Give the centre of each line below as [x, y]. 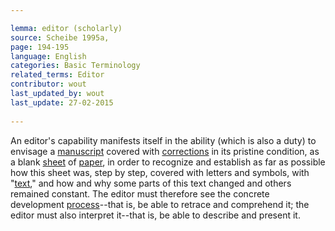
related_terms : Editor [57, 75]
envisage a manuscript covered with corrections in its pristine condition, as [165, 151]
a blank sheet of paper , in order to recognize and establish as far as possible [168, 162]
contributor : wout [48, 84]
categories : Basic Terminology [75, 66]
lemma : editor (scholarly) [66, 28]
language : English [48, 56]
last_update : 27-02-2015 [62, 102]
